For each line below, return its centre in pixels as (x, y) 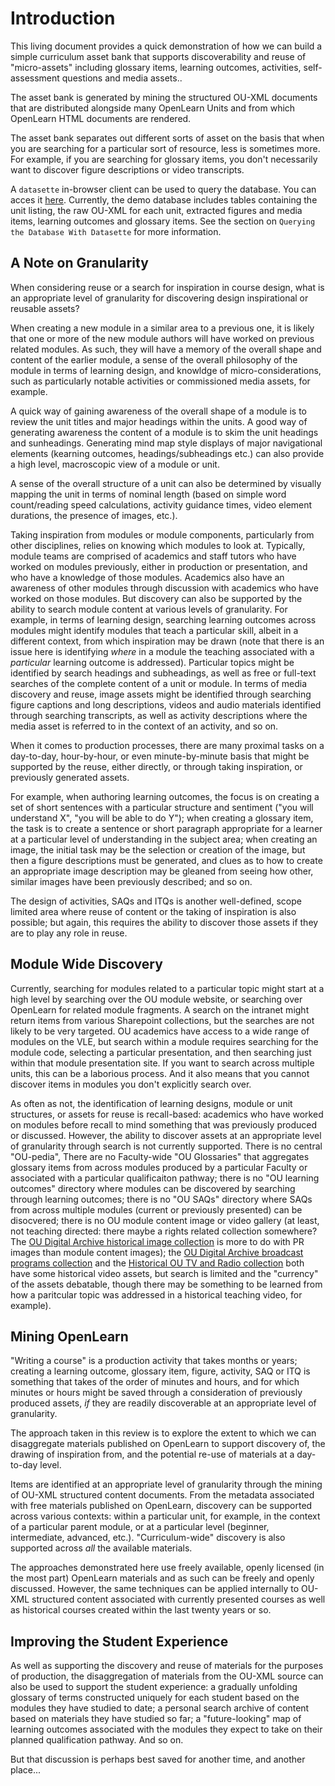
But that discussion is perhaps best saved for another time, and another (158, 1759)
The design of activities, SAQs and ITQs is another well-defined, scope (156, 901)
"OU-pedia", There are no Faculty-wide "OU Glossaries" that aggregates (160, 1156)
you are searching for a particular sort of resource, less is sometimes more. (165, 148)
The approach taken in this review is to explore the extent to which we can (163, 1433)
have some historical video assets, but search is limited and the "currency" (164, 1273)
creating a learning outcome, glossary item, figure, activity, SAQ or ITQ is (160, 1371)
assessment (35, 78)
